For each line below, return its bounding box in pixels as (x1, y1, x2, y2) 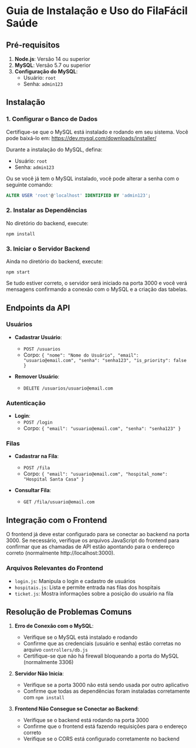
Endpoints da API (6, 303, 70, 313)
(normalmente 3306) (23, 659, 74, 666)
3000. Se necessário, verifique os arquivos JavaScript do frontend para (6, 537, 180, 544)
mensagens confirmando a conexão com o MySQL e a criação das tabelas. (6, 286, 188, 293)
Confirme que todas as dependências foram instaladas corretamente (23, 688, 190, 695)
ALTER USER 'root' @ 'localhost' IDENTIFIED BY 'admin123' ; (6, 192, 151, 198)
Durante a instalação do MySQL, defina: (6, 145, 103, 153)
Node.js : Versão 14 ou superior (14, 56, 90, 62)
